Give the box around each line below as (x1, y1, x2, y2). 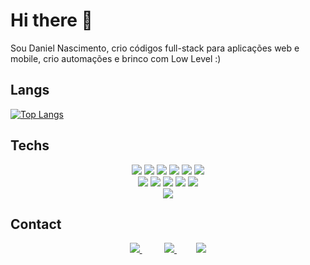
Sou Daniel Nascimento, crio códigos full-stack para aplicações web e (10, 42, 300, 54)
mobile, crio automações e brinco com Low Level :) (10, 52, 222, 64)
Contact (10, 215, 62, 233)
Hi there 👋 (10, 9, 93, 32)
